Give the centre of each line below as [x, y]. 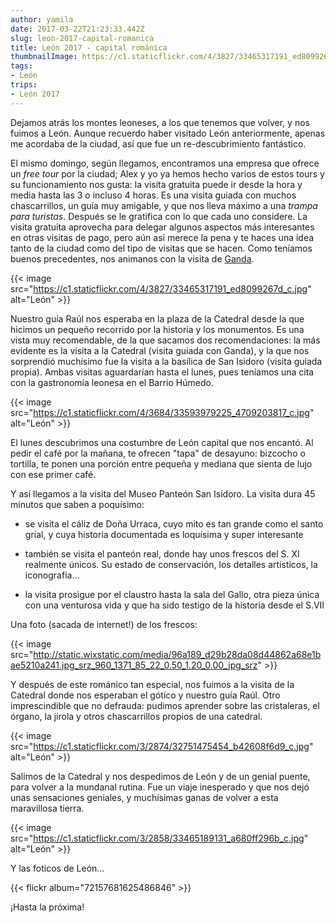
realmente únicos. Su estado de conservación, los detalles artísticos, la [171, 564]
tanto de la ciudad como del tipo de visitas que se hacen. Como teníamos [161, 248]
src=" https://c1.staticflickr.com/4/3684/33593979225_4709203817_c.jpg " [162, 412]
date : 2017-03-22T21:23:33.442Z [77, 29]
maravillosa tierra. [47, 808]
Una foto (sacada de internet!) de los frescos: [104, 624]
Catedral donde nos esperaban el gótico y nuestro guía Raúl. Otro [145, 695]
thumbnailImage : [44, 57]
